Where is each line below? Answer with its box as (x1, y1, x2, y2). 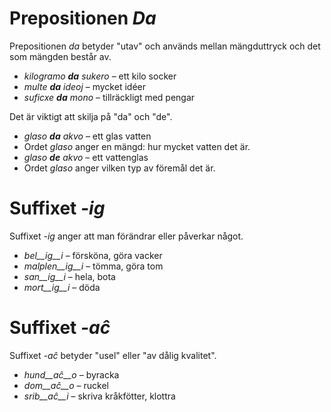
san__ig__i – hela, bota (23, 270, 116, 282)
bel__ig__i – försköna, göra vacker (23, 249, 163, 261)
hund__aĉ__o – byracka (23, 368, 120, 381)
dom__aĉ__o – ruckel (23, 379, 109, 391)
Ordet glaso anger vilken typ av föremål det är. (23, 162, 216, 174)
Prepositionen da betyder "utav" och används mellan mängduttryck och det (9, 40, 321, 52)
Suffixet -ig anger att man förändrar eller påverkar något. (9, 230, 244, 242)
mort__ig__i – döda (23, 281, 101, 293)
